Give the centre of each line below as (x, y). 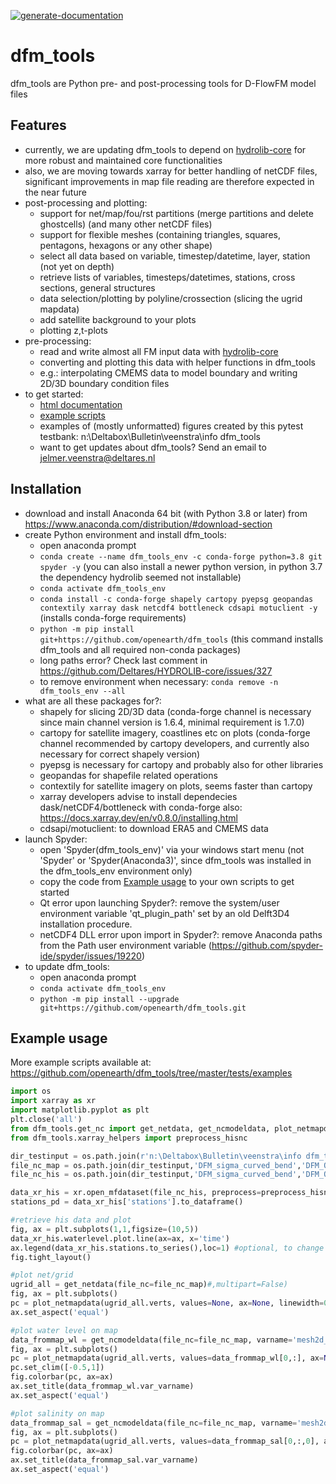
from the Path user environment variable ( (125, 945)
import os (31, 1091)
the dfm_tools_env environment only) (116, 871)
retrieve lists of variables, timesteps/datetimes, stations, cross (167, 277)
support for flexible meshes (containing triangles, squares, (160, 234)
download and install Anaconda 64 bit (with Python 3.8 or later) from (166, 513)
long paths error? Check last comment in (123, 660)
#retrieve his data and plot (71, 1220)
